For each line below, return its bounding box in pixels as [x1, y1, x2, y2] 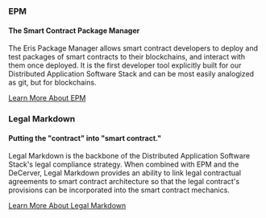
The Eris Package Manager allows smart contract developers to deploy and [8, 43, 259, 53]
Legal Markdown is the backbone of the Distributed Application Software [8, 151, 251, 161]
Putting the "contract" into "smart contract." [8, 133, 162, 142]
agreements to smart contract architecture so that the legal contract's [8, 177, 240, 187]
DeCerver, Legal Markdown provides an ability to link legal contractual [8, 168, 242, 178]
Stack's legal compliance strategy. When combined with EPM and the [8, 159, 239, 170]
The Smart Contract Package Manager [8, 26, 140, 35]
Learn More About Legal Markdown [8, 201, 127, 211]
